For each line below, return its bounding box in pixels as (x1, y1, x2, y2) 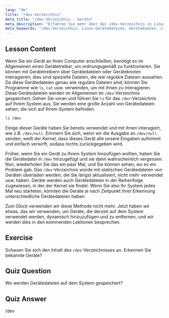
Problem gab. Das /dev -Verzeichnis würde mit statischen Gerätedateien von (5, 166, 162, 172)
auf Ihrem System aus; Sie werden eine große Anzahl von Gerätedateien (5, 100, 155, 107)
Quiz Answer (5, 294, 47, 303)
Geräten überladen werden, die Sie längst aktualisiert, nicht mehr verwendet (5, 172, 163, 178)
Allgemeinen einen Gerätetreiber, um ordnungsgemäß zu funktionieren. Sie (5, 63, 160, 69)
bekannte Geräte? (5, 252, 42, 258)
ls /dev (5, 116, 22, 121)
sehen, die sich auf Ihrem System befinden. (5, 106, 96, 112)
